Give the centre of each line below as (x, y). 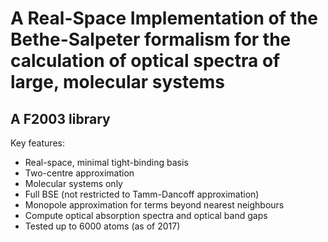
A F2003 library (60, 118)
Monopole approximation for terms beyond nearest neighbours (154, 205)
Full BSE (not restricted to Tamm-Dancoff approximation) (142, 194)
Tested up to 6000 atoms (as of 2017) (102, 226)
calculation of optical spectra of (145, 61)
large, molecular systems (117, 82)
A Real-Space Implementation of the (164, 18)
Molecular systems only (73, 183)
